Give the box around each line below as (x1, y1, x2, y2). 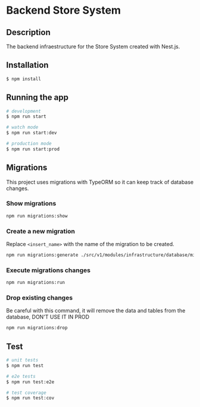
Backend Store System (6, 4, 121, 17)
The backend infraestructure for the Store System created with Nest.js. (6, 43, 180, 50)
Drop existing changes (6, 294, 73, 302)
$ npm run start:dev (6, 130, 58, 136)
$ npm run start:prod (6, 146, 60, 152)
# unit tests (6, 357, 39, 363)
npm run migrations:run (6, 280, 65, 286)
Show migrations (6, 200, 57, 208)
